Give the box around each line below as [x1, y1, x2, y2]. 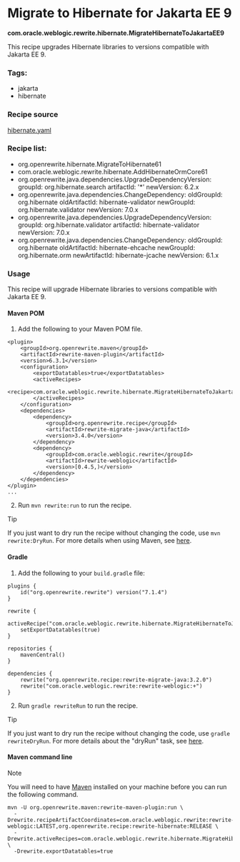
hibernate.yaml [7, 126, 51, 134]
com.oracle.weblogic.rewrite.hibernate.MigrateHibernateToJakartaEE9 [7, 29, 225, 37]
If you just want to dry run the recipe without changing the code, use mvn [7, 528, 221, 537]
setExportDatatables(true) [20, 626, 101, 633]
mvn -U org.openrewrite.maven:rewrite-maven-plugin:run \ [7, 803, 184, 811]
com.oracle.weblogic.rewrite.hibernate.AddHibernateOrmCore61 [17, 167, 209, 176]
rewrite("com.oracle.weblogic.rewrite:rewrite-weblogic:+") [20, 682, 203, 690]
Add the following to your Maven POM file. [17, 325, 143, 334]
